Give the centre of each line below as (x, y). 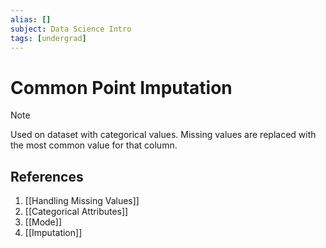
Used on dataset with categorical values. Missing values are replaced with (163, 135)
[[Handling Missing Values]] (82, 201)
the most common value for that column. (94, 145)
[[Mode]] (43, 222)
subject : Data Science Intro (71, 29)
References (47, 176)
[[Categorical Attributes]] (76, 212)
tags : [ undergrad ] (48, 38)
